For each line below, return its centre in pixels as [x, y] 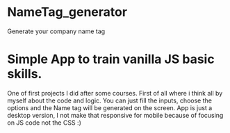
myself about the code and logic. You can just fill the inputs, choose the [109, 100]
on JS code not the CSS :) [44, 123]
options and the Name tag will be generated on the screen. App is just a [110, 107]
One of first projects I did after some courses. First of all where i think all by [115, 93]
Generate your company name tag [56, 31]
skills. [25, 74]
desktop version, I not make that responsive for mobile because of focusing [115, 115]
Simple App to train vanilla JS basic [111, 59]
